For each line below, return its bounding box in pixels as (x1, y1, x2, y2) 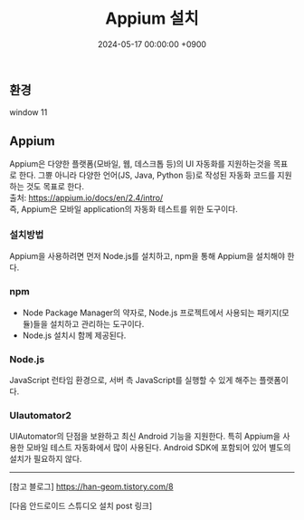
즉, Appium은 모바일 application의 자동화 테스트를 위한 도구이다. (9, 204, 238, 215)
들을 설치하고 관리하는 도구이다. (33, 318, 145, 329)
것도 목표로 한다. (25, 181, 84, 192)
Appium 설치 (105, 8, 199, 29)
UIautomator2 (9, 409, 72, 421)
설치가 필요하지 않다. (9, 454, 82, 465)
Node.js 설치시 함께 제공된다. (22, 330, 127, 341)
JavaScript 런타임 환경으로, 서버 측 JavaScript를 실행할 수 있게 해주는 (9, 375, 258, 386)
